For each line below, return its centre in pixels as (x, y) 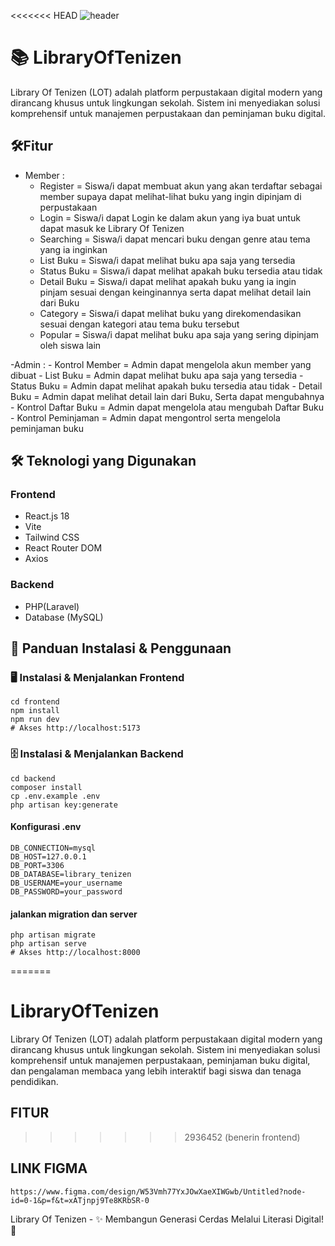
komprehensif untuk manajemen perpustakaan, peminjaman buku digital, (160, 1061)
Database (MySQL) (64, 617)
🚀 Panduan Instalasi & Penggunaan (121, 648)
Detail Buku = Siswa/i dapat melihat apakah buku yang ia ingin (168, 281)
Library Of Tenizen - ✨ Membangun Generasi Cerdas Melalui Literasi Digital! (167, 1219)
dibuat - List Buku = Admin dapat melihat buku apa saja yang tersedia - (157, 375)
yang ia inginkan (73, 249)
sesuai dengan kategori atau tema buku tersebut (139, 324)
